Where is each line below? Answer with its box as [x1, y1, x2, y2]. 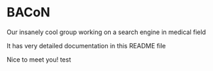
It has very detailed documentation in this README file [6, 41, 166, 50]
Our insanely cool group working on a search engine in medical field [6, 28, 207, 36]
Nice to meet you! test [6, 55, 72, 64]
